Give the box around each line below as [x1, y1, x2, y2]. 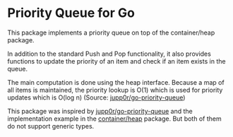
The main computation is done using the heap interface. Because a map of [7, 78, 225, 86]
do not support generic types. [7, 121, 95, 130]
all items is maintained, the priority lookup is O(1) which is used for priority [7, 85, 223, 94]
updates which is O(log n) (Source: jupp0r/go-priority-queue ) [7, 93, 186, 102]
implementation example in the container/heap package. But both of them [7, 114, 222, 123]
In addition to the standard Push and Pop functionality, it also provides [7, 49, 212, 58]
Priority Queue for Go [7, 5, 136, 21]
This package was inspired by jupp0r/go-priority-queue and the [7, 107, 193, 115]
